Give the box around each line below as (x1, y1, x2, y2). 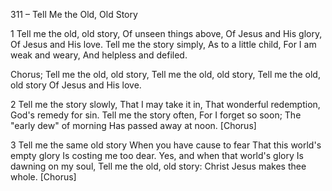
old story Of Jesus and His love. (10, 79, 142, 91)
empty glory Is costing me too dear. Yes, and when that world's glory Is (10, 150, 304, 161)
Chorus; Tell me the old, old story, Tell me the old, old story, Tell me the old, (10, 69, 321, 80)
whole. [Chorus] (10, 171, 77, 183)
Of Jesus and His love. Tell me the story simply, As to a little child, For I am (10, 39, 317, 50)
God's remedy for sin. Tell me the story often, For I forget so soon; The (10, 109, 302, 121)
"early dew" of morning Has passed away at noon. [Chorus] (10, 120, 257, 131)
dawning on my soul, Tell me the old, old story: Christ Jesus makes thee (10, 160, 307, 172)
